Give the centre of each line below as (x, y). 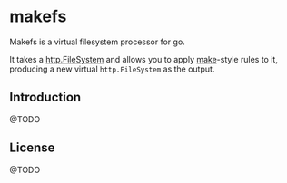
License (32, 148)
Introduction (45, 97)
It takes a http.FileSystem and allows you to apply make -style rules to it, (144, 59)
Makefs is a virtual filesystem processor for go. (98, 42)
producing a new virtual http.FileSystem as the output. (112, 69)
